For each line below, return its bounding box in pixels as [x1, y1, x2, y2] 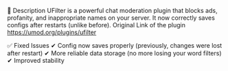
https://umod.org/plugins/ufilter [7, 28, 97, 36]
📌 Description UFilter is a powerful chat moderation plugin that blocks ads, [7, 7, 218, 14]
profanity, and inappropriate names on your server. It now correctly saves [7, 14, 215, 22]
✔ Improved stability [7, 57, 65, 64]
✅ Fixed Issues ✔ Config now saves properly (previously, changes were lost [7, 42, 223, 49]
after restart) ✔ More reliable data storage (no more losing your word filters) [7, 49, 222, 57]
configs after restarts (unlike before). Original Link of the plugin [7, 21, 185, 29]
